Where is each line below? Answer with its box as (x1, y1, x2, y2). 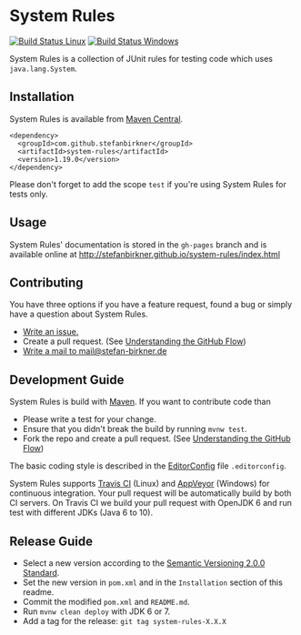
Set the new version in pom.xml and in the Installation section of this (22, 577, 284, 588)
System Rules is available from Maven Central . (9, 113, 184, 124)
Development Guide (9, 372, 125, 388)
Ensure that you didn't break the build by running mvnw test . (22, 424, 247, 435)
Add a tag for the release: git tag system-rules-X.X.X (22, 616, 227, 626)
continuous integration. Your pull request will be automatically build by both (9, 488, 292, 499)
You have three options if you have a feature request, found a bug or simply (9, 299, 293, 310)
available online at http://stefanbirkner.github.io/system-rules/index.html (9, 248, 280, 259)
